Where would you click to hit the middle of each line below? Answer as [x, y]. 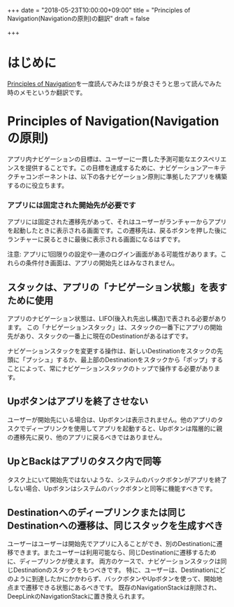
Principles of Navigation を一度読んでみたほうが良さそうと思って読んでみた [115, 83]
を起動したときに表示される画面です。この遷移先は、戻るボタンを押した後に [117, 231]
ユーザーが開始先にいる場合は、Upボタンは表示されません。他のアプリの [112, 419]
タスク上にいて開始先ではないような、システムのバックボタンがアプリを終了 [117, 479]
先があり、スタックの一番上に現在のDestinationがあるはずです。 [100, 336]
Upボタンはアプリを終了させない [78, 401]
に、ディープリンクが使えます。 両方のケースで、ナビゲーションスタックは [114, 561]
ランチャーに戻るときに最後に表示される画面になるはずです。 [96, 239]
